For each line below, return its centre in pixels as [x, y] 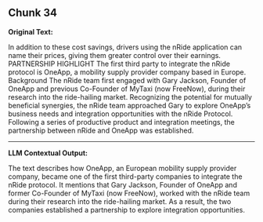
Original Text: [31, 31]
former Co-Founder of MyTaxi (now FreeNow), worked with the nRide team [129, 193]
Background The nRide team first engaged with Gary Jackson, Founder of [127, 80]
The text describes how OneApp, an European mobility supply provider [122, 168]
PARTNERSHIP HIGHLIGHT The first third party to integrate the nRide [119, 64]
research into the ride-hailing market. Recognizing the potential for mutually [130, 96]
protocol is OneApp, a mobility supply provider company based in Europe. [127, 72]
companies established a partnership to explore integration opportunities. [126, 209]
